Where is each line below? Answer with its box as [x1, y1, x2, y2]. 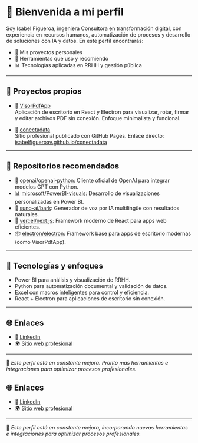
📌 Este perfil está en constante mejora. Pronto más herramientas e [6, 359, 169, 366]
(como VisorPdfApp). [14, 238, 66, 245]
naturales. [14, 210, 39, 217]
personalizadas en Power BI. [14, 198, 84, 205]
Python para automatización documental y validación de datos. [14, 283, 168, 290]
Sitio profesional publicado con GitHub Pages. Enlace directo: [14, 132, 164, 139]
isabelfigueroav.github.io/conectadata [14, 138, 107, 146]
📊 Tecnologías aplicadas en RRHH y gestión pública [14, 61, 143, 68]
